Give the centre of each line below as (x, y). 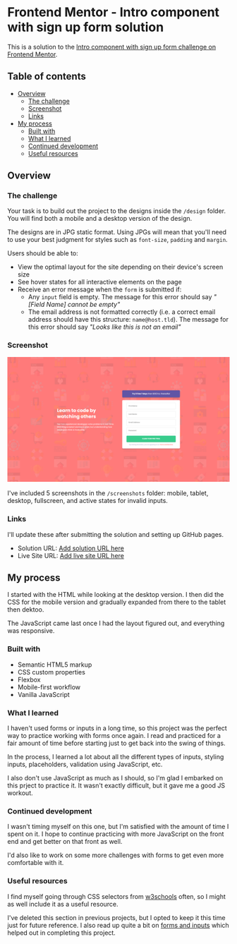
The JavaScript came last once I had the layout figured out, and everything (116, 623)
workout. (20, 793)
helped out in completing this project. (62, 933)
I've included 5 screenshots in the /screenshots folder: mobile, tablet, (108, 493)
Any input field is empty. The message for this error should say (120, 297)
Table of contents (47, 77)
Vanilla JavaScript (44, 694)
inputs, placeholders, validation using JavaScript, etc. (85, 764)
